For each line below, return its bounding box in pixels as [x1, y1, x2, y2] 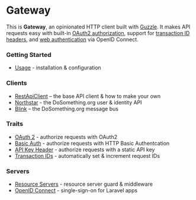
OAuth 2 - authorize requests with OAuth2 [14, 133, 118, 140]
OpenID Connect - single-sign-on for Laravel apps [14, 187, 138, 194]
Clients [6, 79, 27, 87]
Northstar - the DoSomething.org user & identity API [14, 99, 142, 106]
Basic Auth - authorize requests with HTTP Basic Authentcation [14, 139, 170, 147]
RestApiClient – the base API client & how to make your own [14, 93, 161, 100]
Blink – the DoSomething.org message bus [14, 105, 118, 112]
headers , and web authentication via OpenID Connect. [6, 36, 139, 43]
